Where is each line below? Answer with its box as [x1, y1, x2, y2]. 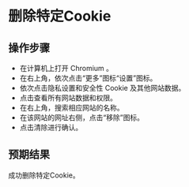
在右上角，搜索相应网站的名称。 [19, 103, 124, 112]
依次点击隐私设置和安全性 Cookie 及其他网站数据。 [19, 84, 186, 92]
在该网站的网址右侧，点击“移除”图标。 [19, 113, 145, 122]
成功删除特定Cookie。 [8, 170, 81, 180]
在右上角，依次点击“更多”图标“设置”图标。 [19, 73, 157, 83]
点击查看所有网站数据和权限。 [19, 93, 117, 103]
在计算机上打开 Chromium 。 [19, 64, 113, 73]
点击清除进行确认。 [19, 123, 83, 132]
